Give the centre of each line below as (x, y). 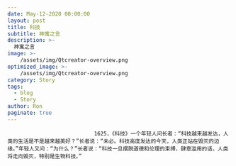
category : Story (31, 80)
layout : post (27, 21)
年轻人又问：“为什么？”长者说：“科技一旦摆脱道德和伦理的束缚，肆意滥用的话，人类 (123, 149)
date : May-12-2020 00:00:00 (49, 14)
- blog (23, 93)
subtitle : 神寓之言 (34, 34)
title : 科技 (24, 27)
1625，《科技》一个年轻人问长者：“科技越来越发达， (159, 133)
